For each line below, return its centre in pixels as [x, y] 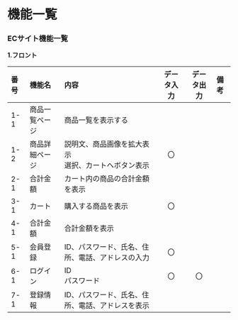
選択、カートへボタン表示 [107, 165]
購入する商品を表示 [96, 206]
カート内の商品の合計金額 [107, 179]
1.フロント [22, 55]
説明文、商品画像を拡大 [103, 144]
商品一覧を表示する [96, 120]
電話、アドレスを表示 [114, 306]
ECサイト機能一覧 [38, 38]
